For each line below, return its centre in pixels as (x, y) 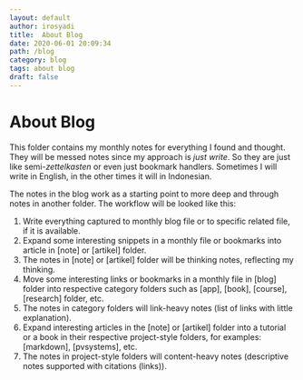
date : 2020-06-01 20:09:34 (60, 43)
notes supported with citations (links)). (95, 365)
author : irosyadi (42, 26)
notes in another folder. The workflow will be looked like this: (123, 203)
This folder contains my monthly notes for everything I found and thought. (147, 147)
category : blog (38, 60)
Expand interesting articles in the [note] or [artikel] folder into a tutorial (154, 327)
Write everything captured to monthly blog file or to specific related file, (156, 221)
